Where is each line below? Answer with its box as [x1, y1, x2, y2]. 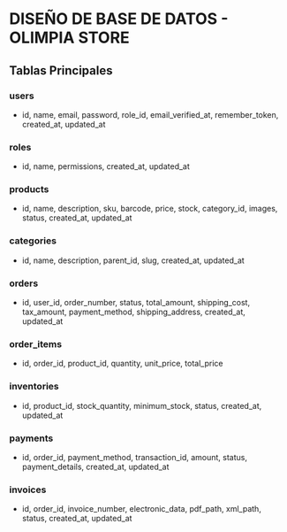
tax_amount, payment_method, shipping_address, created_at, [21, 306, 245, 318]
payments [9, 432, 54, 444]
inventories [9, 381, 59, 393]
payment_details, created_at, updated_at [21, 461, 170, 472]
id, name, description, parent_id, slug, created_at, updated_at [21, 255, 245, 266]
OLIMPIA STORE [9, 27, 130, 48]
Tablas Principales [9, 63, 113, 78]
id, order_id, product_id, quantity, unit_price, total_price [21, 359, 223, 369]
